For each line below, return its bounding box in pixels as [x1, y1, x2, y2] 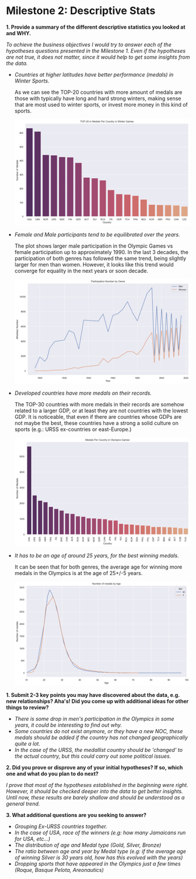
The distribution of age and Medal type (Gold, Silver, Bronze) [14, 842, 162, 849]
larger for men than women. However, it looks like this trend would [14, 261, 174, 268]
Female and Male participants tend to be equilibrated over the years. [14, 231, 180, 238]
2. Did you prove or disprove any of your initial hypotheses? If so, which [6, 764, 183, 771]
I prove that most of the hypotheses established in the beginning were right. [6, 781, 188, 788]
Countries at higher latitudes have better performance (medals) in [14, 71, 174, 78]
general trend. [6, 800, 40, 807]
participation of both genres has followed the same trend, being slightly [14, 255, 187, 262]
